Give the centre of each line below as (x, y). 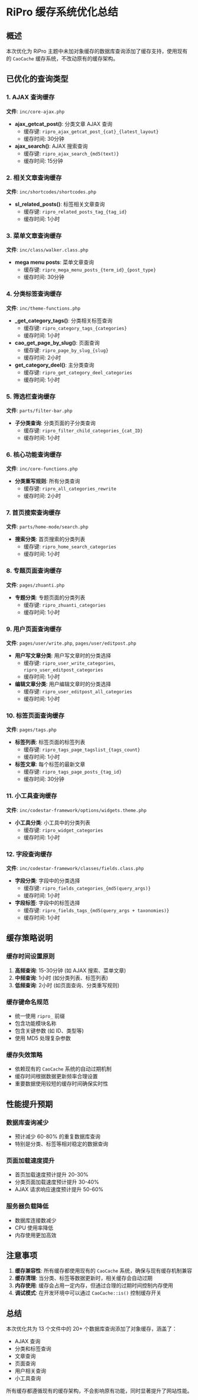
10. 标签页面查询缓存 (35, 715)
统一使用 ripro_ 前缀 (40, 1016)
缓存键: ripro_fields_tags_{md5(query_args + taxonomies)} (96, 910)
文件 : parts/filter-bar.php (39, 410)
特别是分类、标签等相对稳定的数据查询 (61, 1144)
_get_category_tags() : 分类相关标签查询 (64, 321)
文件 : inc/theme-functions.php (43, 308)
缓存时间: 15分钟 (43, 161)
